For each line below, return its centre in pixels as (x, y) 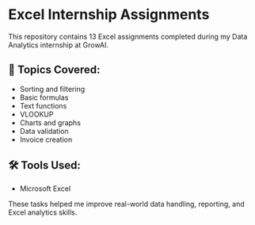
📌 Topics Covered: (54, 70)
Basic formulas (44, 97)
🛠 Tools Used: (45, 165)
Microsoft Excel (45, 189)
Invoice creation (46, 139)
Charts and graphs (50, 122)
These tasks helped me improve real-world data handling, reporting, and (127, 204)
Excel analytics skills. (43, 212)
